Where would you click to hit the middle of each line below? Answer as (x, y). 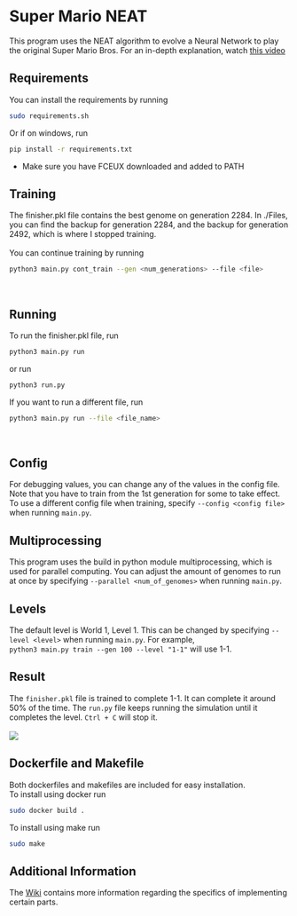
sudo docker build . (47, 810)
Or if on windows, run (49, 133)
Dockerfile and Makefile (77, 764)
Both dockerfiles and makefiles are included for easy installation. (127, 785)
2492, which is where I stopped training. (83, 234)
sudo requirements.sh (49, 116)
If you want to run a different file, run (76, 402)
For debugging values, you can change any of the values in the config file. (145, 485)
